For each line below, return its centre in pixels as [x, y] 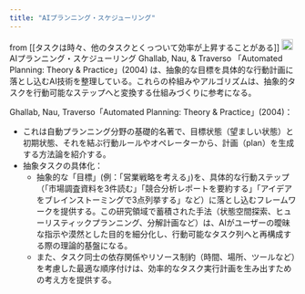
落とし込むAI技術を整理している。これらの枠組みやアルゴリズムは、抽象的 [149, 81]
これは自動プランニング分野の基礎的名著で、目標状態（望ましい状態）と [158, 131]
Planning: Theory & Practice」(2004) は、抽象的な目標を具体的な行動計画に [152, 70]
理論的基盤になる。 [97, 246]
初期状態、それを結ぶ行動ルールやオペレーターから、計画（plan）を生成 [158, 143]
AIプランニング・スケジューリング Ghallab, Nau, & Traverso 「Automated [146, 58]
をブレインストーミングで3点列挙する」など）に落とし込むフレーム [162, 200]
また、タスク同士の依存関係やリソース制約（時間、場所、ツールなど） [166, 257]
